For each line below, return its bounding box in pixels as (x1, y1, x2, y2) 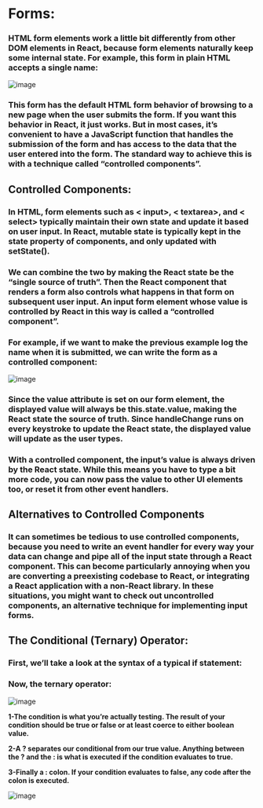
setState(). (8, 245, 50, 256)
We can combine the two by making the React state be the (8, 266, 234, 277)
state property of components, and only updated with (8, 236, 217, 247)
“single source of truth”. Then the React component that (8, 276, 227, 287)
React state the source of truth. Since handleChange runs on (8, 413, 244, 424)
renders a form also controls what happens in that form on (8, 286, 235, 297)
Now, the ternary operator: (8, 678, 112, 689)
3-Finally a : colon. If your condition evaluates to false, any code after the (8, 767, 251, 777)
